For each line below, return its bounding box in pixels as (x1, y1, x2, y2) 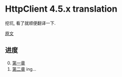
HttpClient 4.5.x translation (5, 3, 118, 15)
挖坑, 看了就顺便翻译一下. (5, 20, 56, 26)
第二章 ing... (12, 66, 36, 72)
